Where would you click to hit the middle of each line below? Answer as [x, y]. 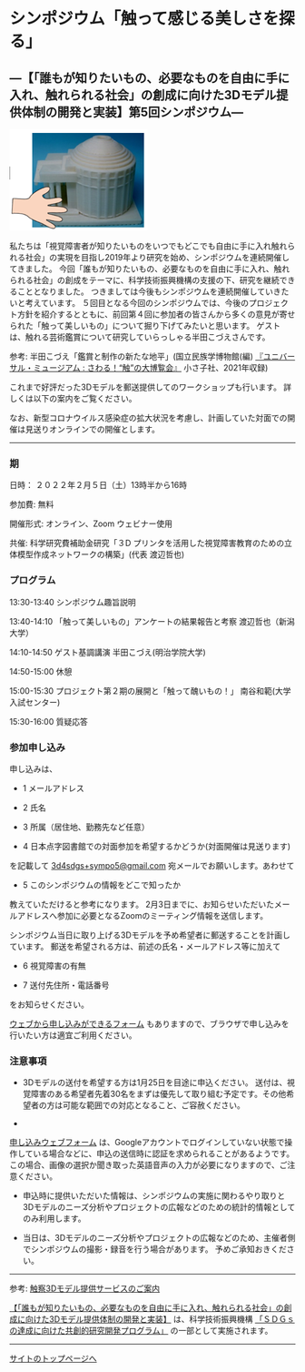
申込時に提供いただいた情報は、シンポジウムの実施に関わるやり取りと [154, 1196]
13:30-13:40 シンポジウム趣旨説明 [73, 602]
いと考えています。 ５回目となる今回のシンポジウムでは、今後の [129, 303]
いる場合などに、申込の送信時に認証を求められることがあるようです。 [164, 1153]
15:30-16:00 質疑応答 [49, 721]
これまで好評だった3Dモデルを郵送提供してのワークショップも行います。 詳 [151, 387]
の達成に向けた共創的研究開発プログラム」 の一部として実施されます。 [141, 1331]
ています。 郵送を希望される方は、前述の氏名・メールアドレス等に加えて [145, 946]
